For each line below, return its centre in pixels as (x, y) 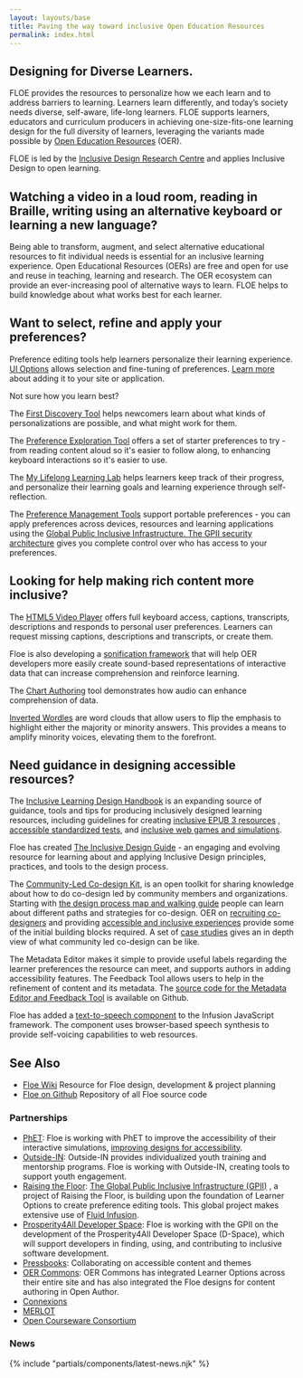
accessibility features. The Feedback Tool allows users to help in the (137, 979)
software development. (66, 1253)
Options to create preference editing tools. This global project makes (151, 1205)
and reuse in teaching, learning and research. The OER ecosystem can (141, 276)
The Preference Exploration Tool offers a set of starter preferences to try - (148, 441)
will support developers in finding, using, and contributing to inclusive (152, 1243)
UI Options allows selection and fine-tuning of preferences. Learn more (142, 368)
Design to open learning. (55, 168)
